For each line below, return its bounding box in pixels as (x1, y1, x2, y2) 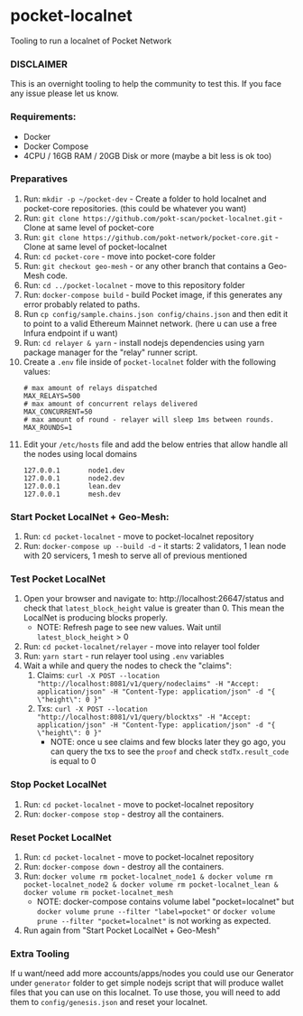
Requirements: (10, 110, 77, 123)
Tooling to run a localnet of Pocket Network (10, 35, 172, 46)
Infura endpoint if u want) (23, 327, 118, 339)
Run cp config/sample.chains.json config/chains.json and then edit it (23, 308, 289, 319)
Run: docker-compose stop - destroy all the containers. (23, 808, 225, 819)
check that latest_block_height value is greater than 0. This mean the (23, 602, 285, 614)
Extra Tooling (10, 947, 70, 960)
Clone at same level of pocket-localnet (23, 241, 168, 252)
